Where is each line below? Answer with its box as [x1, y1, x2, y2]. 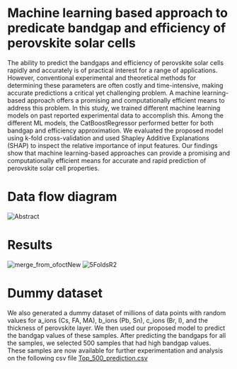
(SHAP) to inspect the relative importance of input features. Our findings [7, 141, 218, 149]
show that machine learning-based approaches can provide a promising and [7, 149, 231, 157]
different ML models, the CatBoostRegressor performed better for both [7, 118, 214, 127]
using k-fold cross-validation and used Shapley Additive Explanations [7, 133, 210, 142]
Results [7, 237, 53, 253]
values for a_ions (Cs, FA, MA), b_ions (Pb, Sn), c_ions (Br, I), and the [7, 316, 209, 324]
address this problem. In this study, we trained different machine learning [7, 103, 221, 112]
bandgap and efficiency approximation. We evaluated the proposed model [7, 126, 224, 135]
